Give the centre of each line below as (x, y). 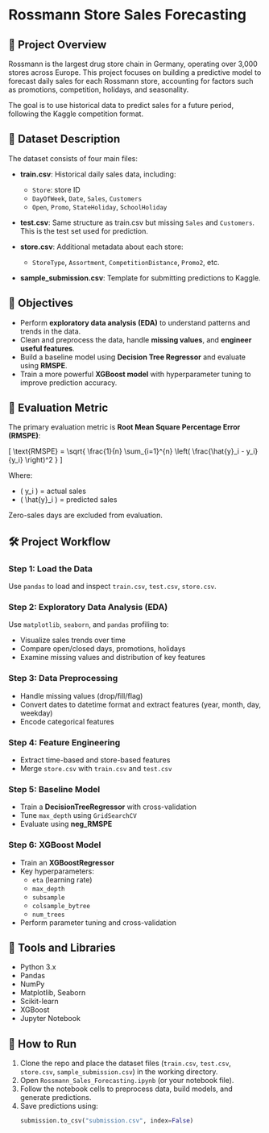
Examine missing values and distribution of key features (112, 658)
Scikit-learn (39, 1002)
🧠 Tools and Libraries (62, 948)
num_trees (49, 915)
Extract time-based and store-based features (95, 760)
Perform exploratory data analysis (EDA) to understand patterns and (135, 322)
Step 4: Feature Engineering (64, 742)
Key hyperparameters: (57, 871)
